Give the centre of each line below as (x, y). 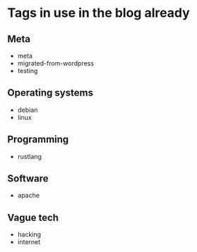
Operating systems (50, 93)
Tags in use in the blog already (98, 13)
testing (28, 71)
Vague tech (33, 217)
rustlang (30, 156)
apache (29, 196)
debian (28, 110)
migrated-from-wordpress (55, 63)
